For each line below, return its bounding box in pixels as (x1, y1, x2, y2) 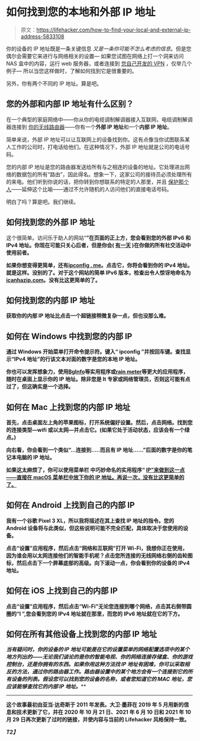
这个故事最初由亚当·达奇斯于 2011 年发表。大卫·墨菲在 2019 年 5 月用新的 (6, 701, 184, 708)
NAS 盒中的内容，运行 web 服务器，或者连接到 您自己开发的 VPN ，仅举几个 (6, 60, 192, 67)
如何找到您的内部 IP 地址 (6, 295, 95, 306)
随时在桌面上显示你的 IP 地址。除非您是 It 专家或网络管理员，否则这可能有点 (6, 376, 191, 383)
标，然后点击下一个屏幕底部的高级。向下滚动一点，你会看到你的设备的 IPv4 (6, 559, 191, 567)
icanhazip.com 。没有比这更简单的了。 (6, 276, 101, 284)
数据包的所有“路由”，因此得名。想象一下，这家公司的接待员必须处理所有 (16, 170, 192, 178)
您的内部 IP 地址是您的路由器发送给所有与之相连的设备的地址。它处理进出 (6, 163, 185, 170)
